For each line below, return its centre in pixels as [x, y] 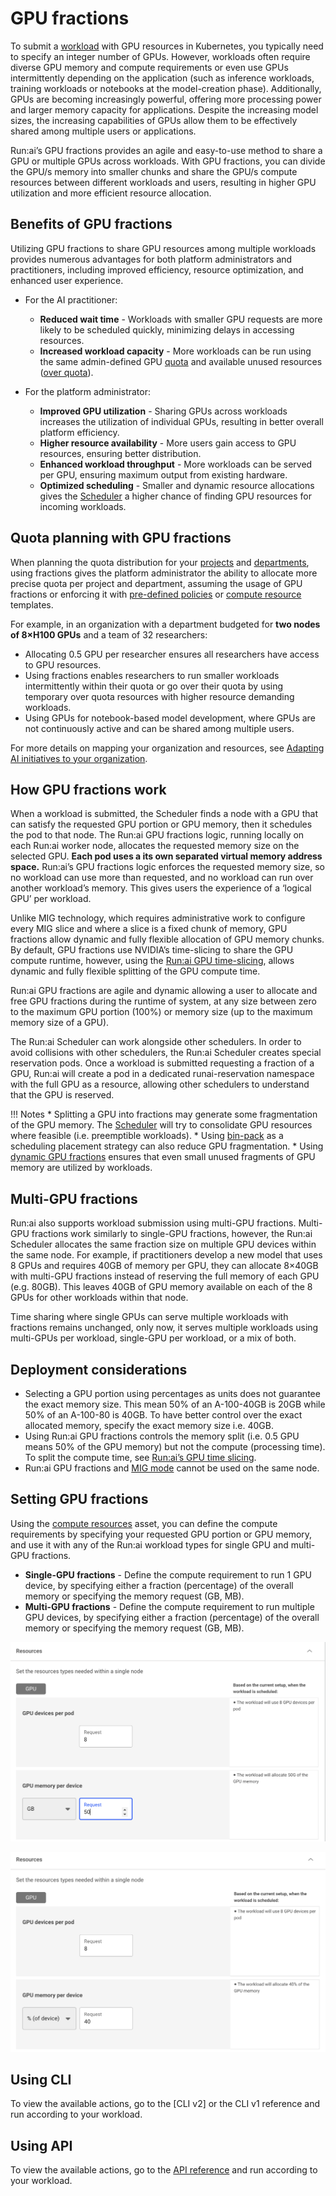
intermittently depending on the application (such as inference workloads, [162, 78]
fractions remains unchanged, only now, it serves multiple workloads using [164, 1328]
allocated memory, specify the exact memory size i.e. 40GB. [149, 1425]
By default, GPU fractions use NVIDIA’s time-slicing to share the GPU [152, 950]
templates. [32, 604]
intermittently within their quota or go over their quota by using [154, 686]
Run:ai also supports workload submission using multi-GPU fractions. [153, 1223]
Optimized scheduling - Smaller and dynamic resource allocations [177, 485]
